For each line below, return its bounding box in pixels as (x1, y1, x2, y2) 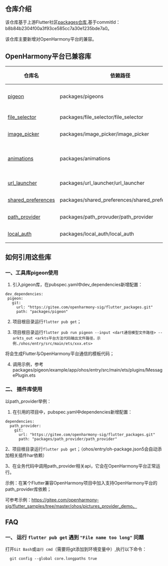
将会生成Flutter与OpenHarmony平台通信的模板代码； (5, 351, 114, 357)
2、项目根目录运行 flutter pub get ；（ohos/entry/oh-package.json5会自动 (5, 446, 157, 452)
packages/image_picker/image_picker (59, 130, 149, 137)
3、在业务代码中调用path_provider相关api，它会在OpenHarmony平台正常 (5, 463, 156, 469)
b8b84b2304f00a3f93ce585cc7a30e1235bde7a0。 (5, 25, 112, 31)
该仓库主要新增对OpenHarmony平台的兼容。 (5, 36, 97, 42)
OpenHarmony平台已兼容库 (5, 52, 91, 61)
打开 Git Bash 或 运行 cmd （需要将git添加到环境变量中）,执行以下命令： (5, 546, 147, 552)
